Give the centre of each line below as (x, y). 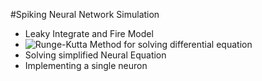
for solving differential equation (188, 44)
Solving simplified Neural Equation (95, 55)
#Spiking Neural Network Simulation (85, 14)
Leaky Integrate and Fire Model (89, 33)
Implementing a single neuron (86, 65)
